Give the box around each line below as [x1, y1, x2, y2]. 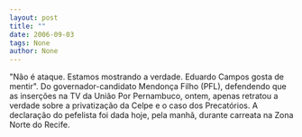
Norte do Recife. [9, 119, 70, 131]
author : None [9, 47, 59, 56]
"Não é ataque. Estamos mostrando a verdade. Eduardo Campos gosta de [9, 71, 284, 82]
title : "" [9, 22, 47, 31]
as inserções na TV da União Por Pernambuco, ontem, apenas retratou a [9, 91, 279, 102]
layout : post [9, 13, 59, 23]
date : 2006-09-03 [9, 30, 75, 39]
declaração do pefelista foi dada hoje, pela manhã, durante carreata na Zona [9, 110, 294, 121]
